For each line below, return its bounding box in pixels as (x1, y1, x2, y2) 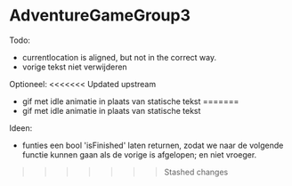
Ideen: (9, 122, 33, 133)
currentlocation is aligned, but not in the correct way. (21, 52, 216, 62)
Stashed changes (164, 166, 229, 177)
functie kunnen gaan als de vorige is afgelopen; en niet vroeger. (21, 149, 257, 160)
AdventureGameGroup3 (9, 5, 191, 26)
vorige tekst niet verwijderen (21, 61, 127, 72)
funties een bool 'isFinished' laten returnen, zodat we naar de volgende (21, 140, 284, 150)
